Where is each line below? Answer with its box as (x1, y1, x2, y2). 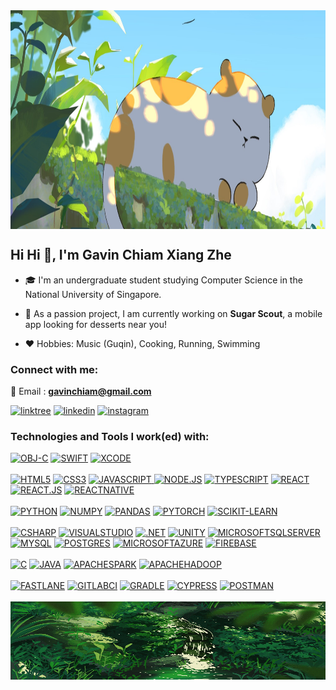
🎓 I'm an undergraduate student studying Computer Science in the (24, 274, 303, 286)
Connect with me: (10, 362, 99, 376)
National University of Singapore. (24, 288, 162, 300)
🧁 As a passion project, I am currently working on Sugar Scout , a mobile (24, 307, 323, 319)
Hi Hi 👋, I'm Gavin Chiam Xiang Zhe (10, 247, 232, 264)
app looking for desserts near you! (24, 318, 168, 330)
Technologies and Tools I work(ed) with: (10, 430, 210, 444)
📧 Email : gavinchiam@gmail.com (10, 385, 152, 398)
